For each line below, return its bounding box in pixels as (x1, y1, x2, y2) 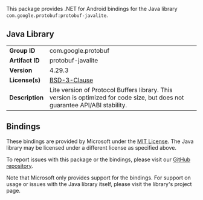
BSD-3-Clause (49, 76, 94, 84)
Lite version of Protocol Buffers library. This (49, 85, 173, 94)
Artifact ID (9, 56, 40, 64)
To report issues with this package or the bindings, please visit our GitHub (6, 156, 191, 163)
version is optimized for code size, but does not (49, 93, 184, 102)
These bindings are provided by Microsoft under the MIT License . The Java (6, 138, 194, 145)
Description (9, 93, 44, 102)
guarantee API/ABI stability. (49, 101, 127, 109)
